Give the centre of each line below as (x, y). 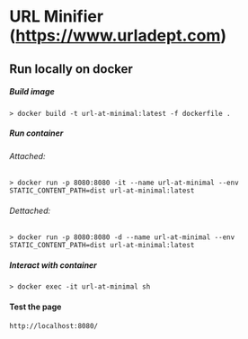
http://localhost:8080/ (54, 326)
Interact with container (53, 265)
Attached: (27, 156)
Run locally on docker (71, 69)
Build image (32, 92)
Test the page (35, 307)
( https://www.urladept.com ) (118, 36)
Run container (36, 133)
